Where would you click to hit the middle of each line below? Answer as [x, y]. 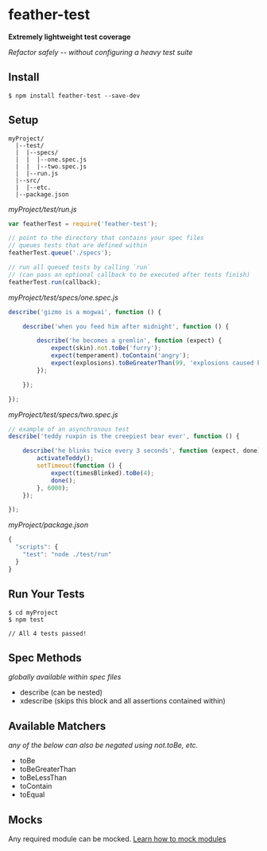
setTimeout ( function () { [80, 466]
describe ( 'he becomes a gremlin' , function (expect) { [130, 341]
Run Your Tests [46, 595]
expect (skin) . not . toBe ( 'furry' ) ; [106, 349]
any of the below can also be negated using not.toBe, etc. [103, 745]
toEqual [32, 794]
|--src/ [28, 180]
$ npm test [26, 620]
